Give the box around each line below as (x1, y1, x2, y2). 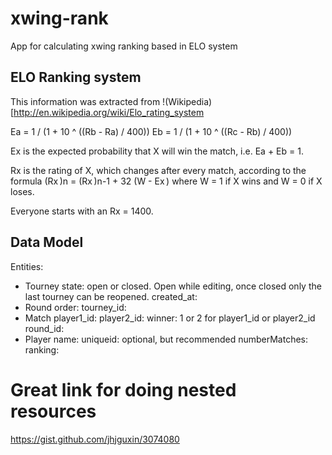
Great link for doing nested (10, 378, 237, 401)
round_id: (24, 322, 65, 334)
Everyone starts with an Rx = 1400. (10, 205, 154, 217)
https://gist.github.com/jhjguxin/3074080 (10, 433, 180, 445)
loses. (10, 185, 35, 197)
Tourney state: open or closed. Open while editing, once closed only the (24, 280, 322, 292)
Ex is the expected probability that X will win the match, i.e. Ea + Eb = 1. (10, 145, 304, 157)
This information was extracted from (10, 95, 161, 107)
